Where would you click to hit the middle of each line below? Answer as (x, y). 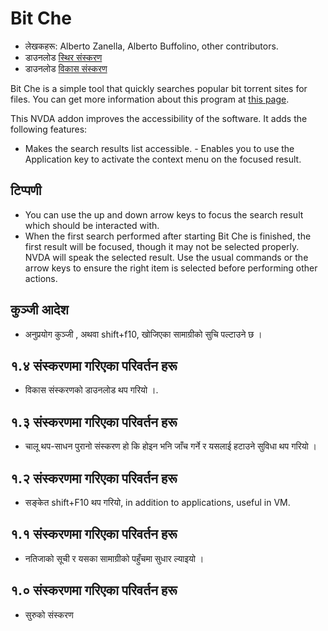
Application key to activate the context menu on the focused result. (163, 159)
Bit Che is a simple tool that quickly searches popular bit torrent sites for (159, 88)
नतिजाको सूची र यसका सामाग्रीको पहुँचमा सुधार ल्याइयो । (114, 558)
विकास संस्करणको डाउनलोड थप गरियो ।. (91, 390)
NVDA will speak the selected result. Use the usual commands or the (166, 257)
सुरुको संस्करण (49, 614)
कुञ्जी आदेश (39, 310)
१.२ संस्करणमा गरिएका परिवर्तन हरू (94, 478)
